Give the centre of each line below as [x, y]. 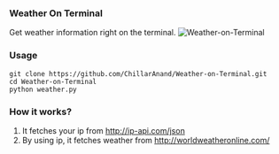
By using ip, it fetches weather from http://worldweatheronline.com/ [146, 140]
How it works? [41, 112]
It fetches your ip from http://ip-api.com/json [104, 130]
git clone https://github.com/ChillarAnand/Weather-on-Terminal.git [138, 73]
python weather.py [43, 89]
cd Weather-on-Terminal [53, 81]
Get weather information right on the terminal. [93, 33]
